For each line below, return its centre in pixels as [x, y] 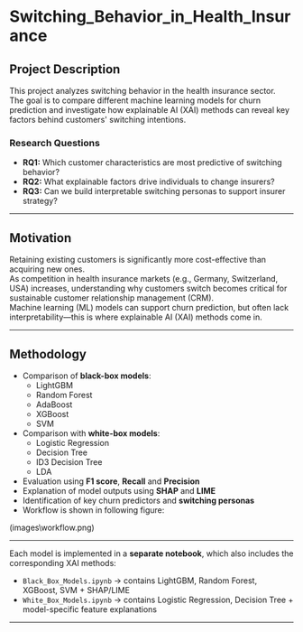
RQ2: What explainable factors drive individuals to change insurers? [148, 181]
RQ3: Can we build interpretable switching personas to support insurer [154, 191]
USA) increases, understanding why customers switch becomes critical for [148, 288]
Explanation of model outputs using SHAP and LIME [119, 490]
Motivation [41, 238]
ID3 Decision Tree [69, 461]
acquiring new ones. [47, 269]
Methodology [48, 354]
